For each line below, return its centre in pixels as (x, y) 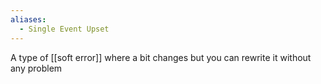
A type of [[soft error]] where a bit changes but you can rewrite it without (161, 57)
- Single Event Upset (64, 29)
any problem (36, 68)
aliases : (28, 19)
